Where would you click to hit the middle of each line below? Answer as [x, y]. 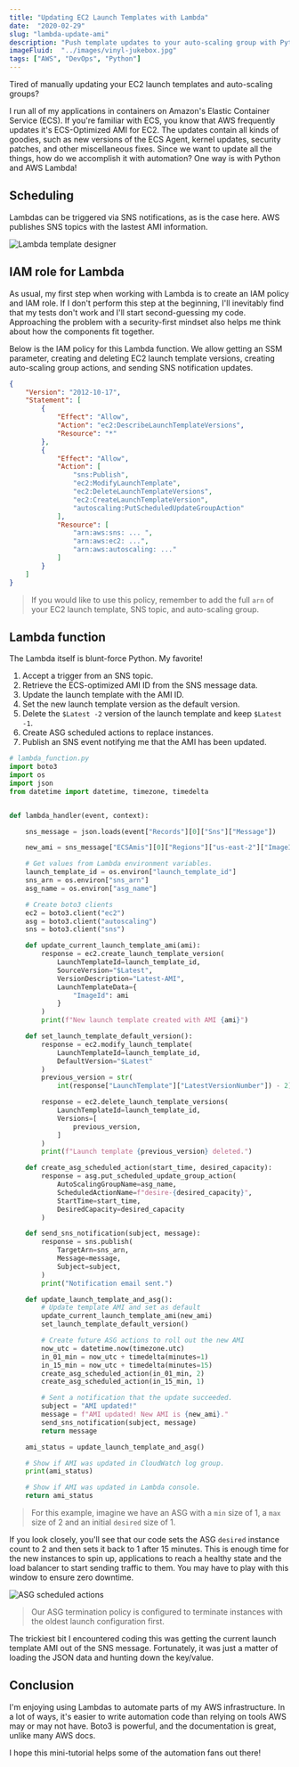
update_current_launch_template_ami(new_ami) [127, 1316]
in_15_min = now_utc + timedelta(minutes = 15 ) [127, 1365]
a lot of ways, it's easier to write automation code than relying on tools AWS [148, 1716]
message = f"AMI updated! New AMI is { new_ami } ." [135, 1415]
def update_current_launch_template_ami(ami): [113, 945]
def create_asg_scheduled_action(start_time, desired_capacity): [149, 1168]
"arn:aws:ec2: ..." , [111, 541]
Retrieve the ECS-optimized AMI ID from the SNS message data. [140, 685]
